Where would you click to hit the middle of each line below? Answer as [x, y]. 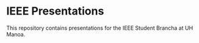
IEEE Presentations [55, 11]
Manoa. [16, 34]
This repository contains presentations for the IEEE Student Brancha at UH [100, 28]
